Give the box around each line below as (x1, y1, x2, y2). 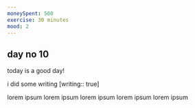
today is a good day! (7, 67, 65, 75)
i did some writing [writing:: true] (7, 80, 100, 88)
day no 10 (7, 48, 49, 60)
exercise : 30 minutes (7, 17, 69, 23)
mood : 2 (7, 23, 30, 30)
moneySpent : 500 (7, 10, 54, 17)
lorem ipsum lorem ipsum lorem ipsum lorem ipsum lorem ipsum (7, 94, 189, 102)
